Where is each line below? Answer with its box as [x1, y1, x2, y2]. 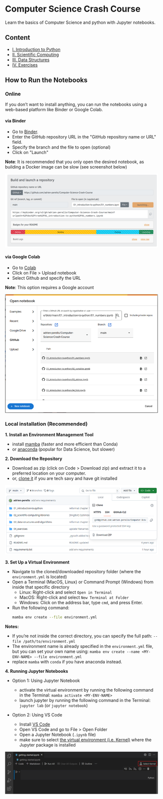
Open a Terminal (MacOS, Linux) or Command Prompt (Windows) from [12, 579, 154, 585]
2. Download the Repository [5, 456, 63, 461]
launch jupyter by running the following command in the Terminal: [19, 697, 151, 703]
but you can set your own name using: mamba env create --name [12, 648, 140, 654]
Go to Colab [12, 265, 36, 271]
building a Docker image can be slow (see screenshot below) [5, 164, 128, 170]
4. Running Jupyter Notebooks [5, 668, 68, 674]
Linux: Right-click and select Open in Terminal [19, 589, 113, 595]
